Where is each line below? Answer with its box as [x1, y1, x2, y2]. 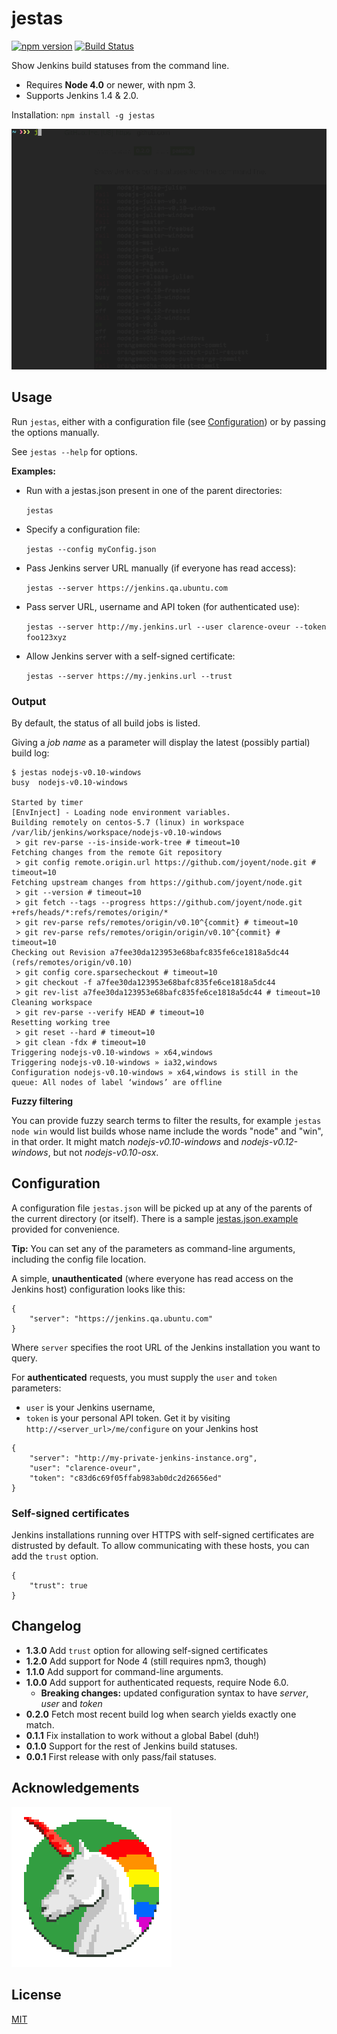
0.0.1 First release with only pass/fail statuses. [25, 1750, 217, 1762]
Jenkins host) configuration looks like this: [11, 1283, 186, 1295]
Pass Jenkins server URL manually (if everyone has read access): [25, 562, 297, 574]
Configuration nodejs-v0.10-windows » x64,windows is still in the [11, 1067, 299, 1077]
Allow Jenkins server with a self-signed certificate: [25, 650, 236, 662]
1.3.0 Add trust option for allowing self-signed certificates [25, 1644, 269, 1656]
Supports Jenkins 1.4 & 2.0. [25, 89, 139, 101]
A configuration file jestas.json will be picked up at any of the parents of [11, 1202, 313, 1214]
